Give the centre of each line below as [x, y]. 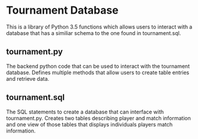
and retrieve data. [28, 78]
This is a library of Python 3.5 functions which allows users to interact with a [99, 27]
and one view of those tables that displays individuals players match [90, 124]
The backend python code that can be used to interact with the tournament [98, 66]
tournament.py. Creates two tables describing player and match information [98, 118]
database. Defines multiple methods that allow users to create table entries [98, 72]
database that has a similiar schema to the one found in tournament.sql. [94, 33]
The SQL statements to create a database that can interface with [85, 112]
